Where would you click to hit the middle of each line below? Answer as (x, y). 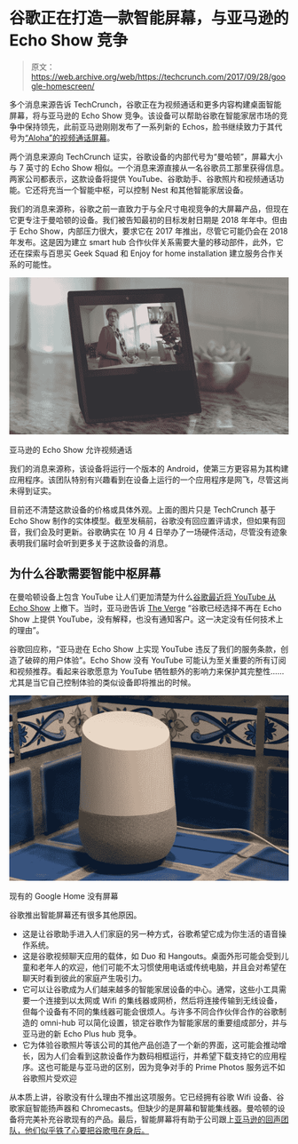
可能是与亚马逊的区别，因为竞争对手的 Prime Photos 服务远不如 (169, 1068)
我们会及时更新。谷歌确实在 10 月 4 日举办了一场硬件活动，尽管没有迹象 (156, 532)
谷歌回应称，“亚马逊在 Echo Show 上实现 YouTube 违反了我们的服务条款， (145, 648)
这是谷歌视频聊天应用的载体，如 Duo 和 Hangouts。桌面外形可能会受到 (152, 957)
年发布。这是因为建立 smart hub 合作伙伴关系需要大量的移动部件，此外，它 (146, 242)
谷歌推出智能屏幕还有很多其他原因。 (75, 915)
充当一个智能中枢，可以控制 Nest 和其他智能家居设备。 (148, 190)
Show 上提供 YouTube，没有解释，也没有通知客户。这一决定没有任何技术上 (146, 619)
